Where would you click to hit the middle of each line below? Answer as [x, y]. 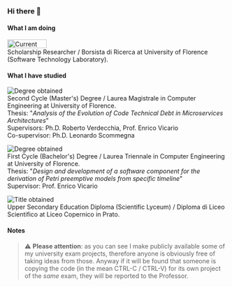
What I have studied [37, 75]
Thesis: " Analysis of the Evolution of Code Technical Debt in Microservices [115, 113]
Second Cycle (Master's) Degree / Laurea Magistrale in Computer [102, 98]
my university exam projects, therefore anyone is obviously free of [119, 253]
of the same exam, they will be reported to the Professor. [106, 276]
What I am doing [31, 28]
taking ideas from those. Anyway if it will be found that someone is [120, 260]
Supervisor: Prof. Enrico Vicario [52, 186]
